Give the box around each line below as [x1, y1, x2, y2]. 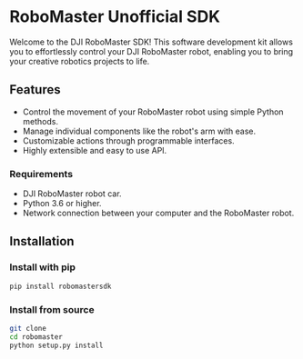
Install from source [9, 303, 95, 315]
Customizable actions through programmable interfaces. [22, 135, 235, 146]
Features [9, 82, 61, 97]
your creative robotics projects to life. [9, 55, 150, 66]
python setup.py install [9, 341, 104, 350]
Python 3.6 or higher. [22, 198, 102, 209]
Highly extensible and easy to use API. [22, 145, 167, 155]
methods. [22, 115, 59, 126]
